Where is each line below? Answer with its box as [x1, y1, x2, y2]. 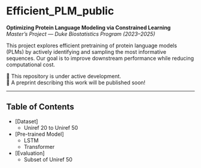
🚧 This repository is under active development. [6, 72, 121, 80]
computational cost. [6, 61, 56, 68]
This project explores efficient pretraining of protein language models [6, 42, 178, 49]
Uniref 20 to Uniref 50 [23, 124, 78, 131]
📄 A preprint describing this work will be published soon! [6, 79, 145, 86]
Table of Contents [6, 102, 75, 112]
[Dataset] [14, 118, 38, 125]
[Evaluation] [14, 149, 45, 157]
